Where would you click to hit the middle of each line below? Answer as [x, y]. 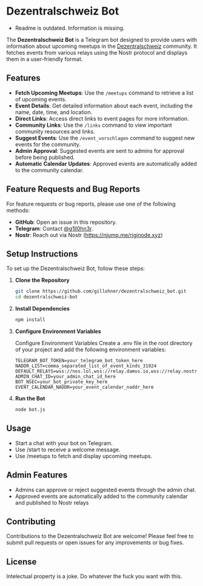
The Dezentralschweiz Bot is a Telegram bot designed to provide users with [102, 39]
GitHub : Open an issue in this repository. [66, 222]
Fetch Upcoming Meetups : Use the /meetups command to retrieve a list [104, 93]
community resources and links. [55, 131]
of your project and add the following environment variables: [91, 349]
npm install [30, 320]
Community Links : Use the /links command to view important [94, 125]
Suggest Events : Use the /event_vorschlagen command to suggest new [105, 138]
